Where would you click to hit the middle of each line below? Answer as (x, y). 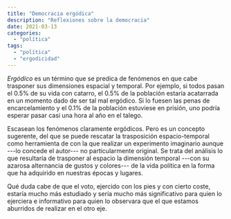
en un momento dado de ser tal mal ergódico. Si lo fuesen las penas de (109, 100)
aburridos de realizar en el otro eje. (57, 208)
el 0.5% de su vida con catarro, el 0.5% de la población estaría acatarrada (113, 93)
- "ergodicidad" (37, 59)
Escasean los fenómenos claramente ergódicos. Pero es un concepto (106, 128)
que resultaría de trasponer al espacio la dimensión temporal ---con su (108, 158)
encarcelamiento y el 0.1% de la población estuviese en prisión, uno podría (113, 107)
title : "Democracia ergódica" (51, 14)
